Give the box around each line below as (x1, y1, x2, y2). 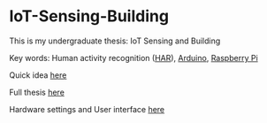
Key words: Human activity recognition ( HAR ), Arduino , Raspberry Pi (9, 52, 258, 63)
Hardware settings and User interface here (9, 104, 165, 114)
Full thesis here (9, 87, 65, 97)
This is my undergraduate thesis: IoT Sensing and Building (9, 35, 221, 46)
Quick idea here (9, 69, 67, 81)
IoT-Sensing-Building (9, 6, 170, 27)
